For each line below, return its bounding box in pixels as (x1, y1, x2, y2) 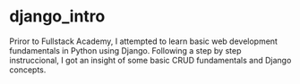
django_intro (9, 6, 106, 27)
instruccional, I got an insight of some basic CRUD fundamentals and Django (9, 55, 292, 65)
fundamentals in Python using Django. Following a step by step (9, 45, 242, 55)
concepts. (9, 64, 47, 75)
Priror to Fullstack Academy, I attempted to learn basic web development (9, 36, 278, 46)
